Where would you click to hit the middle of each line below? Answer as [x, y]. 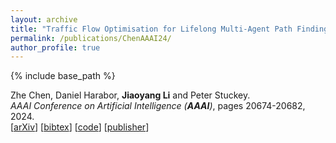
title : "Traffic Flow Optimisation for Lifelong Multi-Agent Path [151, 29]
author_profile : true [55, 47]
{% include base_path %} [63, 76]
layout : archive [44, 19]
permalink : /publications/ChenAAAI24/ [91, 38]
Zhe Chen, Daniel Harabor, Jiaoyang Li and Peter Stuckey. [130, 95]
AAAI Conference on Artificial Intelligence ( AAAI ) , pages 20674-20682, [158, 106]
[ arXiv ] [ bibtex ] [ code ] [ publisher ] [80, 127]
